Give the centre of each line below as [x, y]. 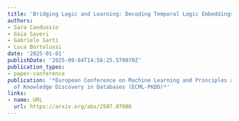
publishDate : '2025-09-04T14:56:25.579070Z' [74, 60]
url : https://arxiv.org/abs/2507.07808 [73, 107]
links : [17, 93]
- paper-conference [36, 73]
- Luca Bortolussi [34, 47]
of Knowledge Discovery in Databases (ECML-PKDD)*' [92, 87]
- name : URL [25, 100]
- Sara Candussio [33, 27]
